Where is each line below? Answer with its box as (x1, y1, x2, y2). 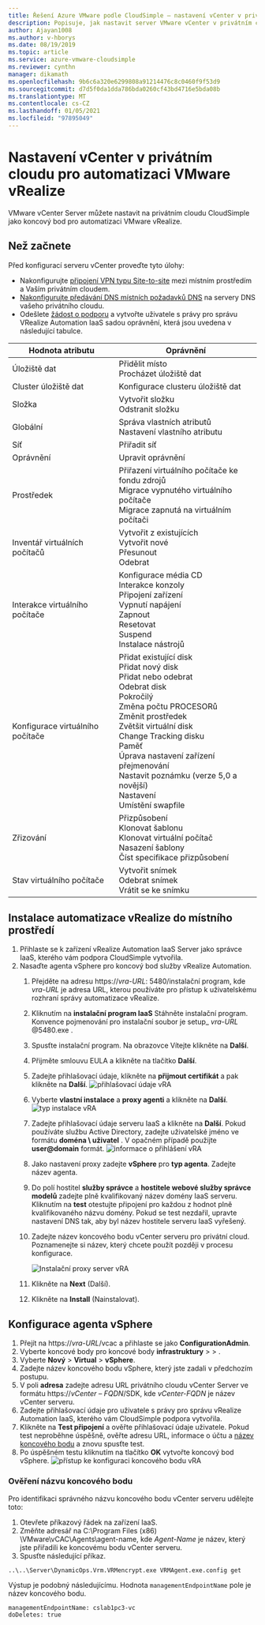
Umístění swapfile (118, 799, 185, 811)
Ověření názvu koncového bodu (8, 1476, 133, 1487)
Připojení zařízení (118, 589, 183, 600)
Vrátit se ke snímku (118, 884, 190, 895)
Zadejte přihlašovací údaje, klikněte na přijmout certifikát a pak (31, 1071, 239, 1081)
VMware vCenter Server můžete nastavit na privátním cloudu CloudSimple (8, 208, 250, 217)
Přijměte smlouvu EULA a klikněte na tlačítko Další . (31, 1056, 197, 1066)
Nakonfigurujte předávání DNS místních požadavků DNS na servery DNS (19, 292, 256, 302)
